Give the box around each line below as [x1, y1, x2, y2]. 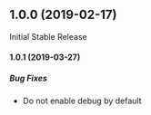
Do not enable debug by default [22, 95, 142, 107]
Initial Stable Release [9, 31, 88, 42]
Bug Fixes [9, 72, 48, 83]
